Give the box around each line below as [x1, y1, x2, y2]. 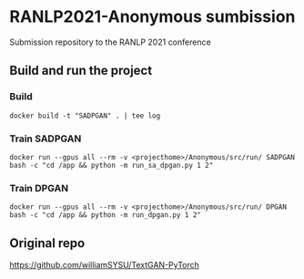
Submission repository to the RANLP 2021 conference [9, 36, 211, 47]
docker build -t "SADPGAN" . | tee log [9, 111, 161, 120]
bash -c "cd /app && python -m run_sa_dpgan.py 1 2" [9, 160, 214, 170]
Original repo [9, 235, 86, 251]
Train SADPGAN [9, 132, 82, 145]
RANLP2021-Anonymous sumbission [9, 6, 296, 27]
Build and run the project [9, 63, 153, 78]
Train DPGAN [9, 181, 69, 194]
